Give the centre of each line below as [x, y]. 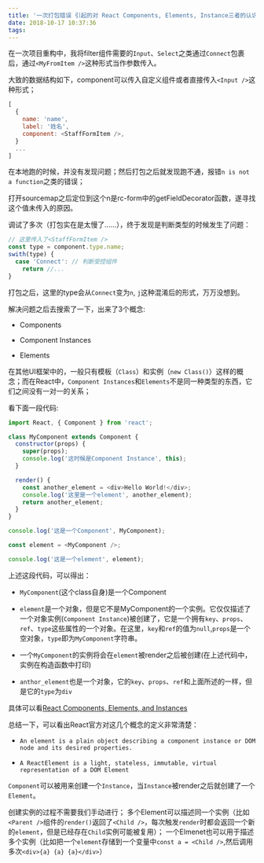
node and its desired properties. [76, 747]
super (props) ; [45, 452]
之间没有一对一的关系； [53, 391]
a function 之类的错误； [46, 182]
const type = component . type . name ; [66, 247]
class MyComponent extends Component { [73, 437]
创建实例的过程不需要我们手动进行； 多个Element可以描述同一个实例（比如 [129, 812]
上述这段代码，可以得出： [49, 575]
